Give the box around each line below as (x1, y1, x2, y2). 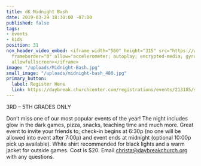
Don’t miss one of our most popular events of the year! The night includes (6, 114, 188, 122)
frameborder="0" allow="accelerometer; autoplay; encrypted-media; (11, 53, 184, 59)
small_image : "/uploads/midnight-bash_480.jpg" (6, 70, 127, 76)
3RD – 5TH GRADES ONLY (6, 103, 72, 110)
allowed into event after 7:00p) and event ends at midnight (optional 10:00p (6, 134, 191, 141)
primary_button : (6, 76, 47, 82)
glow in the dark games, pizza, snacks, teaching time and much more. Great (6, 121, 194, 128)
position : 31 (6, 43, 39, 49)
